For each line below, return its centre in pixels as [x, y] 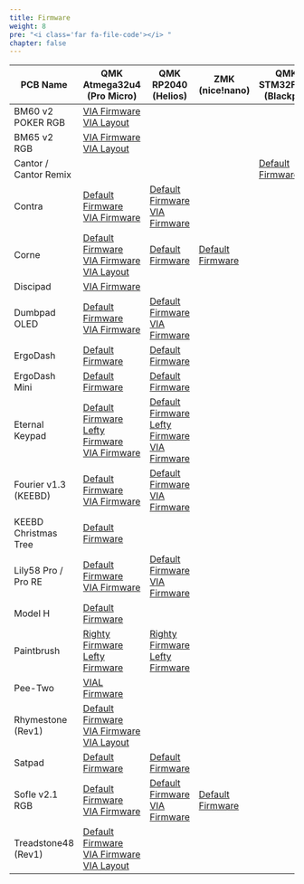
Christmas [36, 533]
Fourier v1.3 [40, 485]
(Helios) [170, 96]
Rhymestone [41, 720]
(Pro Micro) [112, 96]
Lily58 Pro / [38, 571]
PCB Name [44, 85]
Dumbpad [35, 313]
